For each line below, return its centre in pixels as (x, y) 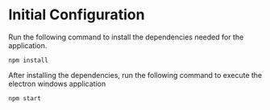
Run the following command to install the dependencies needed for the (126, 37)
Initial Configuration (77, 15)
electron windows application (57, 84)
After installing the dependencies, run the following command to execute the (135, 75)
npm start (25, 98)
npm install (28, 60)
